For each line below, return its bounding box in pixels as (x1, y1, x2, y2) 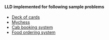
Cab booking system (11, 24, 53, 30)
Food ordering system (11, 30, 56, 35)
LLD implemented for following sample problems (4, 4, 105, 10)
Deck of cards (11, 14, 40, 20)
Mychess (11, 20, 30, 25)
